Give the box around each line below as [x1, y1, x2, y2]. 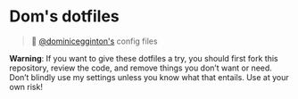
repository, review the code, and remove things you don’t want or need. [9, 62, 272, 73]
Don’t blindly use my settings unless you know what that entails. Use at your [9, 71, 290, 82]
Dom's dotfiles [9, 6, 120, 27]
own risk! [9, 81, 43, 92]
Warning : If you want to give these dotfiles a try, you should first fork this [9, 53, 278, 63]
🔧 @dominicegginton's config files [30, 36, 158, 46]
